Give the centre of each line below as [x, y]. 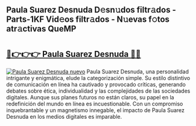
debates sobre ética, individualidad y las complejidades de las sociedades [98, 91]
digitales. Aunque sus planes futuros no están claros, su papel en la [90, 97]
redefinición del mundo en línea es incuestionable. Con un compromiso [95, 104]
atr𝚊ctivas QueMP [41, 29]
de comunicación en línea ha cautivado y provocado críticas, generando [96, 85]
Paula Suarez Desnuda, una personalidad [138, 71]
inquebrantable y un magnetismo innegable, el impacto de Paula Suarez [96, 110]
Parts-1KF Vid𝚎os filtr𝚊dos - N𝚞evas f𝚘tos [88, 20]
